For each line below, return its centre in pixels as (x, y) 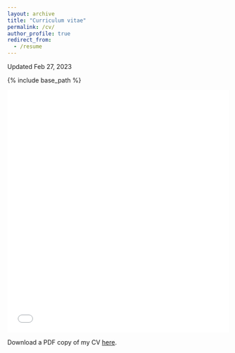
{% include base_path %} (44, 80)
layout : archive (31, 14)
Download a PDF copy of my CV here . (62, 342)
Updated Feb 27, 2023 (40, 67)
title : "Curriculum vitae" (47, 20)
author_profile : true (39, 33)
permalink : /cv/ (31, 27)
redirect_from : (30, 40)
